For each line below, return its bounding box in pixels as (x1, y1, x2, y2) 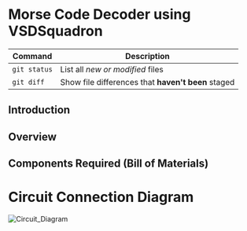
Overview (8, 130, 57, 143)
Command (12, 50, 53, 61)
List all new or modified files (60, 64, 164, 75)
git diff (12, 77, 45, 86)
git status (12, 64, 53, 74)
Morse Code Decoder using (8, 5, 191, 24)
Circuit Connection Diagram (8, 189, 194, 206)
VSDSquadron (8, 22, 104, 40)
